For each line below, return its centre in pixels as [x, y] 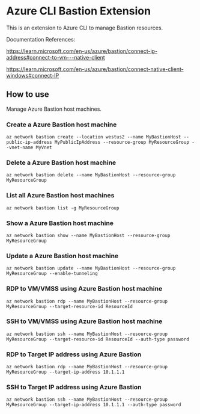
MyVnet [44, 148]
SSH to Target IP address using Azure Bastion [74, 388]
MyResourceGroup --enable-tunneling [52, 274]
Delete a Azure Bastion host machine [61, 162]
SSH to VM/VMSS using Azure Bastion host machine [84, 321]
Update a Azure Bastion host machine [62, 256]
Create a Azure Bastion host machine [62, 125]
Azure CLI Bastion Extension [79, 11]
